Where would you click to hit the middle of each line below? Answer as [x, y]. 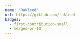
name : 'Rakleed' [22, 10]
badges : [13, 19]
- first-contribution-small [39, 24]
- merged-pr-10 [25, 29]
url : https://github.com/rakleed [40, 15]
